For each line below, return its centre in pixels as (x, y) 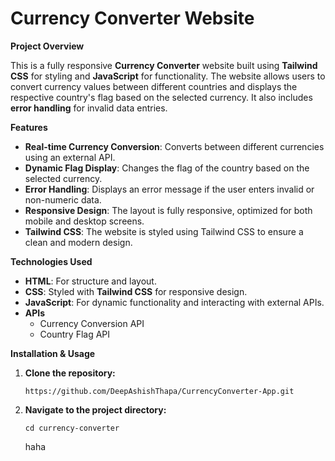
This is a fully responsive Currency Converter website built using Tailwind (164, 65)
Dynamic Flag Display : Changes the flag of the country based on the (167, 168)
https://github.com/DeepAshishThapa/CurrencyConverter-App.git (159, 391)
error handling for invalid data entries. (89, 108)
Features (29, 127)
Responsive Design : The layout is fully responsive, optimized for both (168, 210)
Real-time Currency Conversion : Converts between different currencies (174, 146)
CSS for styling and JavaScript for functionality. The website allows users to (168, 76)
